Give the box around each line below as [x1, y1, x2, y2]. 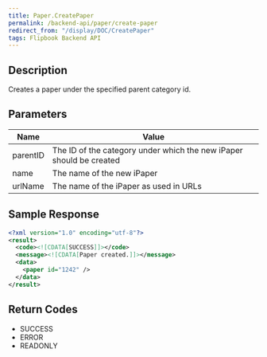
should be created [52, 155, 121, 166]
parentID [12, 149, 45, 160]
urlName [12, 180, 44, 191]
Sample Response [8, 208, 99, 222]
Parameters [8, 108, 68, 121]
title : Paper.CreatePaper [8, 11, 94, 20]
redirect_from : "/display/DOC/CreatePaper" [8, 26, 155, 34]
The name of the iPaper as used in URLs [52, 180, 203, 191]
